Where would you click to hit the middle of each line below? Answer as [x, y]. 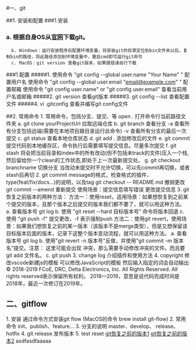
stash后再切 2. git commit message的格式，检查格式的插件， [79, 175]
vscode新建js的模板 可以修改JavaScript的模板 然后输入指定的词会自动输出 [100, 263]
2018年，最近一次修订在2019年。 [46, 284]
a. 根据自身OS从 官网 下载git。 [48, 37]
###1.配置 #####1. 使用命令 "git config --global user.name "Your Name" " [95, 75]
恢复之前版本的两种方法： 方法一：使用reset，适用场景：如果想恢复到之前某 [97, 197]
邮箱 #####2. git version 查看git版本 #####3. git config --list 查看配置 [105, 97]
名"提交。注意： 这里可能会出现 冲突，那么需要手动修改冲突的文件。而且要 [96, 248]
